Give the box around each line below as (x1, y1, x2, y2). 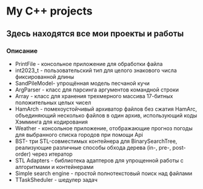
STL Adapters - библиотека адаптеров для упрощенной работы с (15, 156, 184, 164)
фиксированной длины (15, 73, 75, 80)
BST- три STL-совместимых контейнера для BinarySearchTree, (15, 138, 178, 145)
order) (15, 150, 32, 157)
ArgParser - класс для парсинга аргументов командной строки (15, 86, 179, 93)
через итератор (32, 150, 73, 157)
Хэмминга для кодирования (15, 118, 88, 125)
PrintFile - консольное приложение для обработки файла (15, 60, 163, 67)
